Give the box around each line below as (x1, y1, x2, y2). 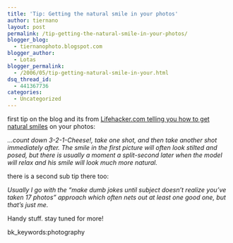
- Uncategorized (13, 96, 61, 103)
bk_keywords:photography (7, 228, 85, 236)
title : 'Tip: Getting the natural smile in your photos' (7, 10, 179, 18)
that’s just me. (7, 201, 49, 208)
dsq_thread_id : (7, 75, 52, 83)
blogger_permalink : (7, 63, 65, 70)
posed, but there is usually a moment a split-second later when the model (7, 151, 222, 159)
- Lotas (13, 56, 37, 63)
